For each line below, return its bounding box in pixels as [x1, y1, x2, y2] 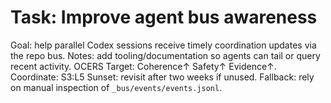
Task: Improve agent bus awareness [10, 6, 318, 29]
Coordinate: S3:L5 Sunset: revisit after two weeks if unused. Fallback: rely [10, 71, 315, 83]
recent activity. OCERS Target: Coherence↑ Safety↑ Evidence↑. [10, 60, 277, 72]
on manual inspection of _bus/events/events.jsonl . [10, 81, 223, 93]
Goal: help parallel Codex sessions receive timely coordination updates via [10, 39, 317, 51]
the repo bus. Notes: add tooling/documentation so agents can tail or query [10, 49, 321, 61]
